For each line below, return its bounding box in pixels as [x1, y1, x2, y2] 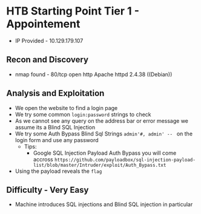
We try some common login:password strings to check [15, 111, 151, 118]
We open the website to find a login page [15, 104, 118, 111]
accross [33, 155, 53, 163]
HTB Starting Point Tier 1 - [6, 4, 140, 18]
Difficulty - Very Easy [6, 184, 89, 195]
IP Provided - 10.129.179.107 [15, 37, 84, 44]
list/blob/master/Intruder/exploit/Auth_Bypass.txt [33, 162, 166, 168]
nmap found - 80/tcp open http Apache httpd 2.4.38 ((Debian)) [15, 71, 173, 78]
